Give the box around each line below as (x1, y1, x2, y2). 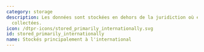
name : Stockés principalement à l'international (6, 36, 132, 42)
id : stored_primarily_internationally (6, 31, 104, 37)
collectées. (12, 20, 42, 26)
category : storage (6, 8, 53, 15)
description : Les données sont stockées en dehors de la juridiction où (6, 14, 194, 20)
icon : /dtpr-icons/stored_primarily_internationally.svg (6, 25, 154, 32)
